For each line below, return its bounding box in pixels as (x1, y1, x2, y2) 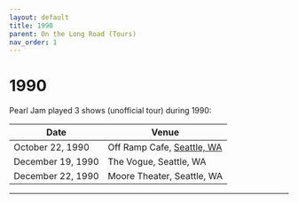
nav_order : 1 (9, 37, 58, 47)
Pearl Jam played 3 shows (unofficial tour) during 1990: (9, 105, 212, 116)
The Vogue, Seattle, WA (107, 156, 207, 168)
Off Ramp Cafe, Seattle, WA (107, 141, 223, 153)
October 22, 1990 (13, 141, 90, 153)
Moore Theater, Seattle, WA (107, 170, 223, 183)
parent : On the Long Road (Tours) (9, 29, 137, 38)
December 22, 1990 (13, 170, 99, 183)
